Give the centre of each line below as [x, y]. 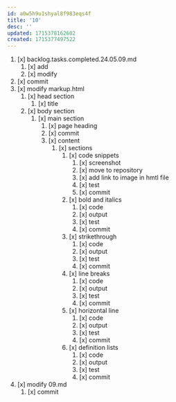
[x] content [64, 140]
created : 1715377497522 [42, 40]
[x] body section [51, 111]
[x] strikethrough [93, 236]
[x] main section [61, 118]
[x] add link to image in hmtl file [124, 177]
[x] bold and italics [96, 200]
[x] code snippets [94, 155]
